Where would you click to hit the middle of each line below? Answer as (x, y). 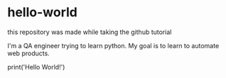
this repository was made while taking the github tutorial (90, 32)
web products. (28, 53)
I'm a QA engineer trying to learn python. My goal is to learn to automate (113, 45)
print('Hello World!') (36, 67)
